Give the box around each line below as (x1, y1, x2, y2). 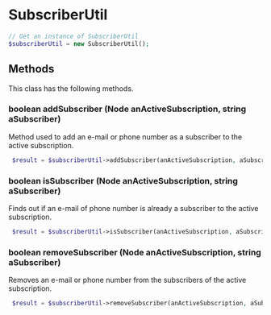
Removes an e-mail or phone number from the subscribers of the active (8, 276, 247, 285)
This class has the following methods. (8, 83, 134, 93)
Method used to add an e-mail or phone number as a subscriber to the (8, 131, 243, 142)
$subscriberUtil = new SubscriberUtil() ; (8, 39, 150, 48)
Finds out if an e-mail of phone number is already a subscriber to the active (8, 203, 260, 213)
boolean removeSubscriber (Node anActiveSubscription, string (8, 247, 262, 258)
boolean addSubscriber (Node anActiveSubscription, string (8, 103, 247, 114)
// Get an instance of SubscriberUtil (8, 32, 139, 40)
